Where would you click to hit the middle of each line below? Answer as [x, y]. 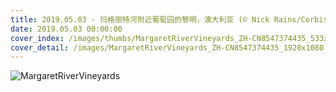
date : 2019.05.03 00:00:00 [66, 29]
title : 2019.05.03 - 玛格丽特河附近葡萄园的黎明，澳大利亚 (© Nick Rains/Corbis [169, 19]
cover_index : [37, 38]
